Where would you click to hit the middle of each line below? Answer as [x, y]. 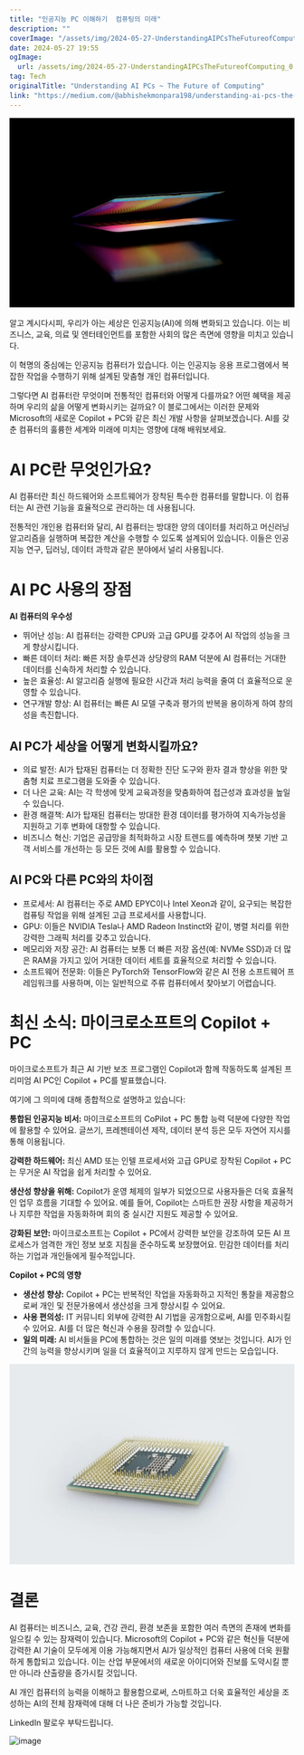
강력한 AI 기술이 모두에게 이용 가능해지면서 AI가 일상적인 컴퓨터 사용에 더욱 [141, 1650]
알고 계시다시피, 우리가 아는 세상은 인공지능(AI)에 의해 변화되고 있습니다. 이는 [145, 323]
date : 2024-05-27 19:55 [54, 48]
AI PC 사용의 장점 [71, 590]
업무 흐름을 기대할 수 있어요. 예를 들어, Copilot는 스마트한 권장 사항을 [140, 1202]
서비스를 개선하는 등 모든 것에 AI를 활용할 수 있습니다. [126, 849]
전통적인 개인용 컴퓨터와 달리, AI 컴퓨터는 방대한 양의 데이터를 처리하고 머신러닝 [149, 527]
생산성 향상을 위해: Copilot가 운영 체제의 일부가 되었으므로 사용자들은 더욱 [139, 1191]
